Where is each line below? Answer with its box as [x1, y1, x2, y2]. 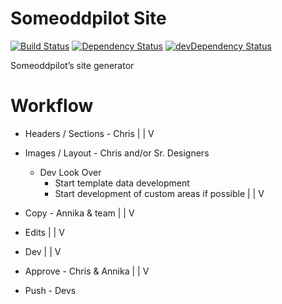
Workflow [10, 95, 94, 117]
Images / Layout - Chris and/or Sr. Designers [24, 147, 210, 159]
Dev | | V [24, 245, 62, 257]
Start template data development [54, 177, 190, 189]
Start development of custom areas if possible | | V [54, 187, 265, 199]
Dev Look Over [39, 166, 102, 178]
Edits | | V [24, 226, 65, 238]
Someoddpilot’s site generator [10, 59, 135, 71]
